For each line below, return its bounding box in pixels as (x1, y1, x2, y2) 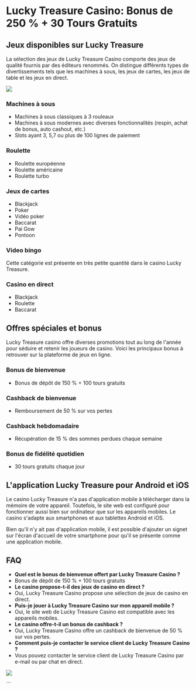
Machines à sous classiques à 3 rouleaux (14, 113, 114, 120)
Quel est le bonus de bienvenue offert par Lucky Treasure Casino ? (14, 571, 180, 578)
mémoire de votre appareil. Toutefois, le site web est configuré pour (6, 502, 170, 509)
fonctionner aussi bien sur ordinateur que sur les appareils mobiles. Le (6, 508, 176, 515)
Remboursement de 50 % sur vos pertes (14, 407, 113, 414)
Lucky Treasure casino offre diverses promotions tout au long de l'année (6, 339, 181, 346)
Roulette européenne (14, 160, 66, 167)
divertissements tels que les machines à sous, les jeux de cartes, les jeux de (6, 68, 190, 75)
